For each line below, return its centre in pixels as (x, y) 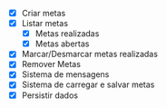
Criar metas (44, 13)
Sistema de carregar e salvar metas (88, 84)
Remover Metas (51, 64)
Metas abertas (62, 44)
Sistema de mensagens (65, 74)
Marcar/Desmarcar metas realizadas (89, 54)
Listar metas (45, 24)
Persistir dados (50, 95)
